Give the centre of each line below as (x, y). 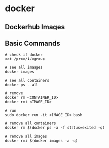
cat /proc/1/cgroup (25, 59)
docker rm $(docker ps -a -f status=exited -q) (55, 128)
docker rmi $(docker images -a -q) (42, 141)
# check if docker (24, 55)
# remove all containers (31, 123)
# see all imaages (24, 68)
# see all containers (27, 81)
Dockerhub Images (35, 27)
